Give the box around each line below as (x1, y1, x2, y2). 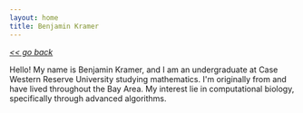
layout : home (9, 13, 59, 23)
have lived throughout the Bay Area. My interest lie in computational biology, (9, 83, 295, 94)
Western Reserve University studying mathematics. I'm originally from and (9, 73, 288, 84)
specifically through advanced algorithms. (9, 92, 167, 104)
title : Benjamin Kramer (9, 22, 100, 31)
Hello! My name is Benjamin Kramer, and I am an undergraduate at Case (9, 64, 279, 75)
